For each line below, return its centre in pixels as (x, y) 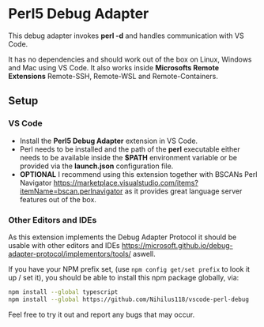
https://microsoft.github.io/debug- (177, 245)
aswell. (144, 254)
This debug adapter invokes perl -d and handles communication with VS (126, 36)
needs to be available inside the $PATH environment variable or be (128, 157)
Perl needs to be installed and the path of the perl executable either (130, 149)
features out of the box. (58, 199)
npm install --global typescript (63, 292)
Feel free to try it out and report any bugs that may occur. (102, 314)
